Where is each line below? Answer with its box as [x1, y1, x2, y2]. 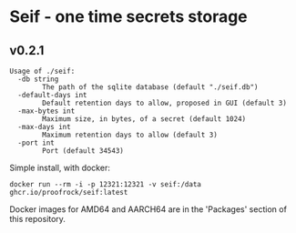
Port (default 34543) [42, 147, 125, 156]
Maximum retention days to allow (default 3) [42, 130, 219, 139]
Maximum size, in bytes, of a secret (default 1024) [42, 115, 247, 124]
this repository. [9, 214, 66, 224]
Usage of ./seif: [9, 66, 76, 76]
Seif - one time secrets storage [9, 6, 248, 27]
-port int [17, 138, 55, 147]
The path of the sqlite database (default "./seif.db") [42, 83, 259, 92]
